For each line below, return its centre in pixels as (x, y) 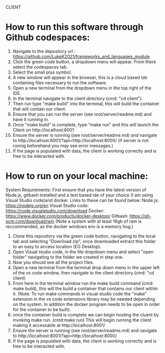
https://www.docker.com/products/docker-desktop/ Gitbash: (67, 216)
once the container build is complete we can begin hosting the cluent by (86, 314)
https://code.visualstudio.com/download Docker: (55, 211)
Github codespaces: (48, 38)
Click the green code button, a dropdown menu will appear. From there (84, 62)
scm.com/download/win (30, 221)
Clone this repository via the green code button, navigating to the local (84, 236)
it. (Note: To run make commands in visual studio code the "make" (80, 294)
